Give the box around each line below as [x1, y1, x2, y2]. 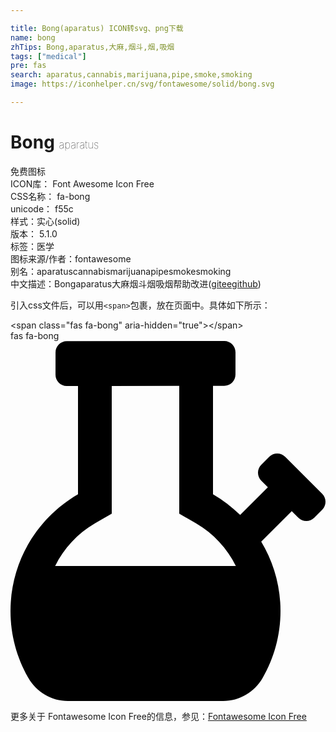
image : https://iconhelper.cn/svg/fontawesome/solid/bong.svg [10, 79, 275, 90]
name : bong [10, 32, 56, 43]
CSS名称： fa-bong [10, 190, 91, 202]
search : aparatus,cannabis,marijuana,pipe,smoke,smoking [10, 70, 253, 80]
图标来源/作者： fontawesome [10, 252, 132, 265]
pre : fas [10, 61, 47, 71]
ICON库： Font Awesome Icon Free [10, 177, 155, 190]
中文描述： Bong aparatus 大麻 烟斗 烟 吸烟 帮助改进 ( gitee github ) [10, 277, 262, 290]
